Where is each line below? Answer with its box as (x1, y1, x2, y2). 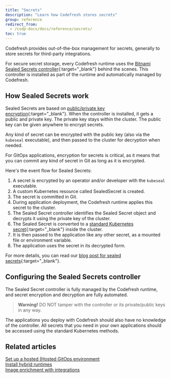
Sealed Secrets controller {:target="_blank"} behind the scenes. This (5, 66, 149, 72)
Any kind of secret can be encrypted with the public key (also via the (5, 131, 150, 137)
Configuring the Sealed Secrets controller (5, 273, 141, 281)
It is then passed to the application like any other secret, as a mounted (12, 231, 161, 238)
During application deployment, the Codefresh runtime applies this (12, 199, 153, 205)
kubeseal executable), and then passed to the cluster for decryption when (5, 136, 160, 143)
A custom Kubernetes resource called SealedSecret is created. (12, 188, 145, 194)
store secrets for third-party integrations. (5, 51, 92, 57)
